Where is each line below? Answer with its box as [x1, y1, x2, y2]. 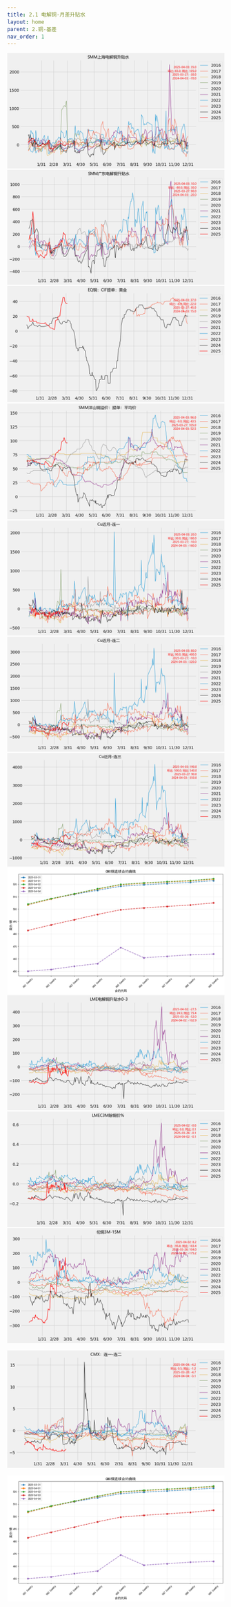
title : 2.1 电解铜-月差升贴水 [7, 11, 86, 18]
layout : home [7, 18, 45, 26]
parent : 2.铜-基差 [7, 26, 57, 32]
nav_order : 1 [7, 33, 45, 40]
